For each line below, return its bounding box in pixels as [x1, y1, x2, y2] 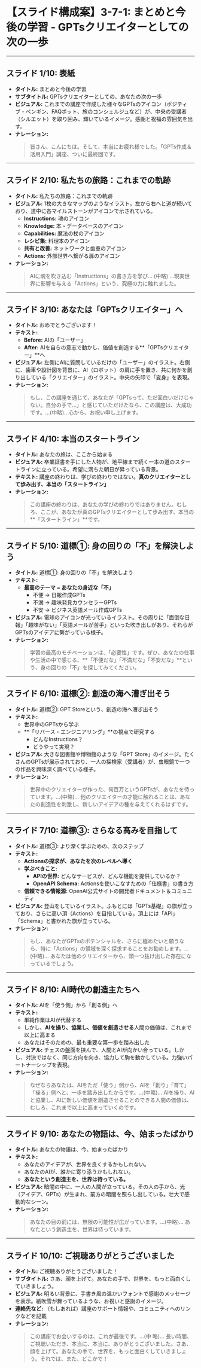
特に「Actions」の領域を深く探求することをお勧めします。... [40, 945, 189, 952]
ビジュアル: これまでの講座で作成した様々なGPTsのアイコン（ [14, 100, 167, 108]
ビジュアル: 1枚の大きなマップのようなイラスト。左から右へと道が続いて [14, 200, 193, 207]
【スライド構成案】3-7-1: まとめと [6, 5, 175, 19]
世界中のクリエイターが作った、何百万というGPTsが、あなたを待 [29, 785, 190, 793]
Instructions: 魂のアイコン [23, 215, 90, 222]
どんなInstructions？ [32, 735, 83, 742]
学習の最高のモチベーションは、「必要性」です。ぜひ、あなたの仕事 [29, 649, 194, 656]
